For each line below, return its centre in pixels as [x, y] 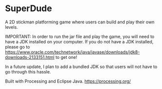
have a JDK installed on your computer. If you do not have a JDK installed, [79, 41]
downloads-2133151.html [30, 57]
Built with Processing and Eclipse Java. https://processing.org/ [68, 81]
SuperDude [28, 9]
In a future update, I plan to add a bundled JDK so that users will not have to [81, 67]
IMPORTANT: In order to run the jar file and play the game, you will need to [80, 36]
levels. [11, 27]
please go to [18, 47]
